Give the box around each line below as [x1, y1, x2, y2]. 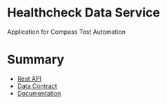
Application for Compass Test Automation [7, 28, 126, 36]
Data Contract [17, 81, 57, 90]
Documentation [17, 89, 61, 97]
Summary [7, 52, 64, 67]
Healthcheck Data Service [7, 5, 160, 21]
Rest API [17, 74, 42, 83]
